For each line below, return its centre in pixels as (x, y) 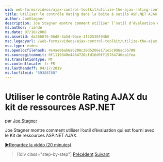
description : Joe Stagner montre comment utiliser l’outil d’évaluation (80, 23)
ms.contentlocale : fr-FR (30, 64)
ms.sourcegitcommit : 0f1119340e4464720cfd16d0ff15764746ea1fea (70, 55)
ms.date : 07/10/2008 (26, 32)
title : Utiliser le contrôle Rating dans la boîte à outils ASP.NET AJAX (81, 14)
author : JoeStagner (25, 18)
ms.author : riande (24, 28)
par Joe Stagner (21, 121)
